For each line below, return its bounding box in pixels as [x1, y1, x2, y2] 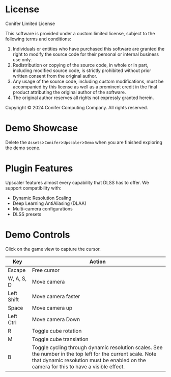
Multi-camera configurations [12, 205, 73, 211]
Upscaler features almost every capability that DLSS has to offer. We [5, 179, 149, 185]
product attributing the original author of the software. [12, 89, 126, 95]
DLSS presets [12, 211, 42, 217]
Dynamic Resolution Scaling [12, 195, 72, 201]
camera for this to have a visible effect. [32, 363, 125, 370]
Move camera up [32, 304, 73, 311]
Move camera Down [32, 316, 80, 323]
